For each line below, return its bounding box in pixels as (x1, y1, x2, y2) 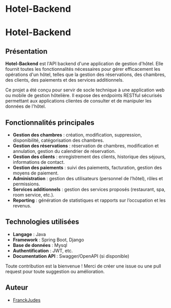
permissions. (12, 181, 40, 187)
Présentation (5, 47, 48, 55)
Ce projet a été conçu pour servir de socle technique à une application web (5, 87, 165, 93)
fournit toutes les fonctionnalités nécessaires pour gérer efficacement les (5, 66, 161, 72)
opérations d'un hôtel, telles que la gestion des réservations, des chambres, (5, 71, 166, 78)
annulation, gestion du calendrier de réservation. (12, 148, 116, 154)
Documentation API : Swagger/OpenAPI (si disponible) (12, 253, 129, 259)
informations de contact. (12, 159, 65, 165)
